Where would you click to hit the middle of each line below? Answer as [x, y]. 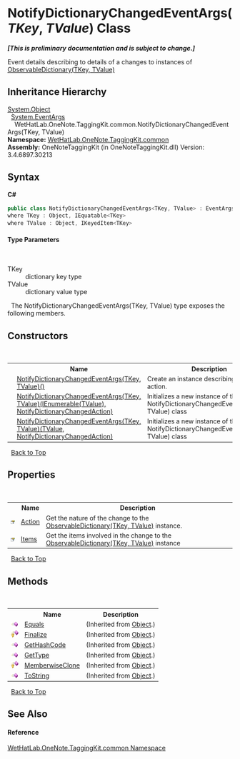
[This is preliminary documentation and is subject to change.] [101, 48]
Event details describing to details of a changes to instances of [100, 61]
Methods [28, 581]
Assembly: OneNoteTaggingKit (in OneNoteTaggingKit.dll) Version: [106, 147]
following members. [36, 313]
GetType [37, 655]
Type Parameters [34, 239]
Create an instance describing [191, 378]
